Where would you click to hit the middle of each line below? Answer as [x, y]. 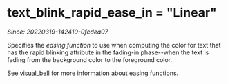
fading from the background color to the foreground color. [90, 59]
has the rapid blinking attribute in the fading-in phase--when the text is [108, 52]
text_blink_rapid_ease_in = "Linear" [112, 13]
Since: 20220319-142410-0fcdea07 [58, 32]
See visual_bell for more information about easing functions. [93, 73]
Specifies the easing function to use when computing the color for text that [114, 45]
